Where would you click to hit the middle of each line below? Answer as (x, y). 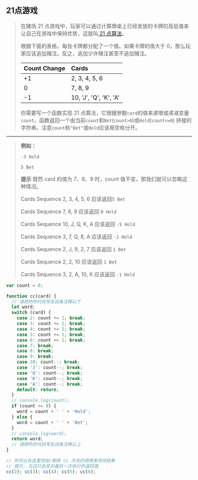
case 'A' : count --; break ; (50, 384)
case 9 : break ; (35, 356)
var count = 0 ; (25, 286)
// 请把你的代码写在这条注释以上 (46, 445)
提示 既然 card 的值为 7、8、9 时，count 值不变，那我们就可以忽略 (101, 179)
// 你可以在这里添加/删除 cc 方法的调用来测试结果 (61, 461)
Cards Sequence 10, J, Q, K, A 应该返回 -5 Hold (78, 224)
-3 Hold (30, 157)
